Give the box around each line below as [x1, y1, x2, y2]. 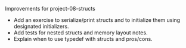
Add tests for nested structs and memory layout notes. [13, 29, 148, 36]
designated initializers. [13, 23, 69, 30]
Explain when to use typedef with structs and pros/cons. [13, 36, 153, 42]
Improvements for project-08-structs [5, 5, 95, 12]
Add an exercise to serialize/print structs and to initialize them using [13, 17, 181, 23]
